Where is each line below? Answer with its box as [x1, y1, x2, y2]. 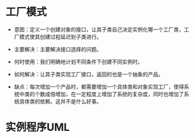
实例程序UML [5, 121, 70, 134]
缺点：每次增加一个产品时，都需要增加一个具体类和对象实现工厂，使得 [14, 83, 184, 90]
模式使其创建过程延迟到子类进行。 [19, 33, 102, 40]
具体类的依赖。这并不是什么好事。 [19, 97, 102, 105]
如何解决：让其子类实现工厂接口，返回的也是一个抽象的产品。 [14, 70, 164, 78]
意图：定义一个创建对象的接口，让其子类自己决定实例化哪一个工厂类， [14, 26, 184, 33]
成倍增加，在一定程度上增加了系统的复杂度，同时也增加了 [45, 90, 184, 97]
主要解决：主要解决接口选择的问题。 [14, 45, 102, 53]
